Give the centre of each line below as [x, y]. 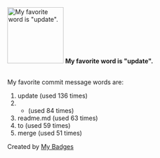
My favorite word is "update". [109, 61]
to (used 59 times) [44, 125]
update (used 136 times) [52, 96]
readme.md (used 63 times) [58, 118]
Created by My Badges [40, 146]
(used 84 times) [51, 111]
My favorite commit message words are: [66, 82]
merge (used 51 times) [50, 133]
